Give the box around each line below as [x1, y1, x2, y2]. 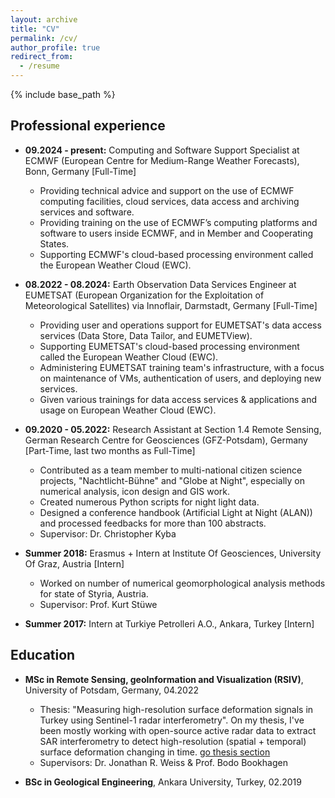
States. [39, 237, 70, 250]
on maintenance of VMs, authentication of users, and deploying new [39, 372, 322, 384]
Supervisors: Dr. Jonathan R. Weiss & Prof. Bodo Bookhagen [39, 756, 288, 768]
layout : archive [10, 14, 78, 25]
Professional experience [10, 117, 166, 135]
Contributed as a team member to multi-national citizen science [39, 464, 303, 476]
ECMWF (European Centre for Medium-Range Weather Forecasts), [24, 154, 300, 166]
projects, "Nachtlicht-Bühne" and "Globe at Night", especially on [39, 474, 305, 486]
